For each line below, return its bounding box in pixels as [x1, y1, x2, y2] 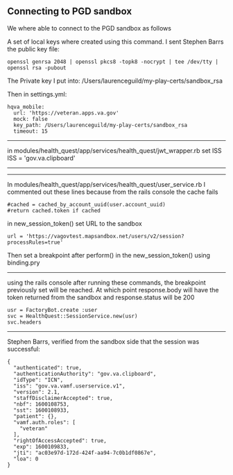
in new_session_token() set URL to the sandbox [7, 219, 142, 228]
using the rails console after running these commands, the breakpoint [7, 278, 206, 287]
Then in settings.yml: [7, 90, 67, 98]
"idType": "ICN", [13, 376, 64, 383]
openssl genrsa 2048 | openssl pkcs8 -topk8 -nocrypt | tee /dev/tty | [7, 58, 218, 65]
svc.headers [7, 319, 42, 326]
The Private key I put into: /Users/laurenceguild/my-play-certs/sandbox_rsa [7, 76, 223, 85]
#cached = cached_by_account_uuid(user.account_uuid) [7, 201, 166, 208]
